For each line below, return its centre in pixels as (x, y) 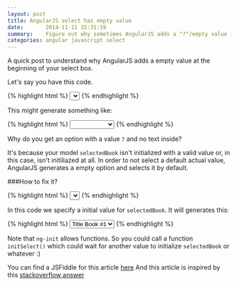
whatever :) (24, 254)
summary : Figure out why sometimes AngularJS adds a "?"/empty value (117, 34)
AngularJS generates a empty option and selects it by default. (98, 168)
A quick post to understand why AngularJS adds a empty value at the (109, 60)
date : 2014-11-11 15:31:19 (57, 27)
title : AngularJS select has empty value (70, 21)
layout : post (27, 14)
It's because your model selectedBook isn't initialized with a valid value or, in (119, 153)
